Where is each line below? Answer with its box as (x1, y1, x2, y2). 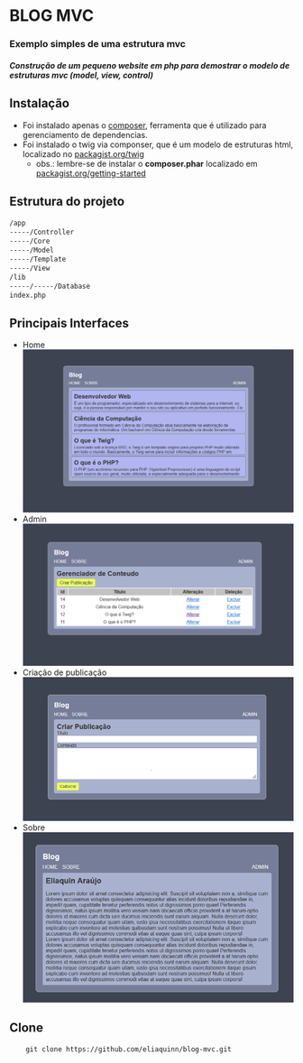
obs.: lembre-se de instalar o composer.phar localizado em (35, 158, 259, 169)
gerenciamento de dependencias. (22, 129, 148, 140)
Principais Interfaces (9, 315, 129, 330)
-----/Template (9, 254, 67, 264)
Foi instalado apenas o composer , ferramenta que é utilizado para (22, 119, 267, 131)
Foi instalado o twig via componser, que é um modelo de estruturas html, (22, 139, 294, 150)
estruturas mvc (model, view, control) (9, 69, 154, 80)
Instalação (9, 96, 70, 111)
